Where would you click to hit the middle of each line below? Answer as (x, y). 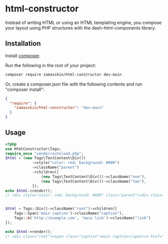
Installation (23, 44)
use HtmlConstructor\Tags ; (33, 149)
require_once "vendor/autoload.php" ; (44, 153)
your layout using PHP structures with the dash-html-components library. (80, 27)
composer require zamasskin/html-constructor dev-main (63, 74)
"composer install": (25, 89)
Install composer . (23, 55)
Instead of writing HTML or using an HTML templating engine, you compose (83, 22)
